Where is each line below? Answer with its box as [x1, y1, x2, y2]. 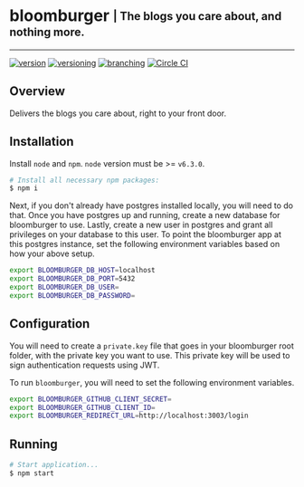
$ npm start [9, 468, 54, 478]
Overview [9, 83, 66, 100]
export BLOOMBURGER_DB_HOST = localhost [9, 266, 156, 275]
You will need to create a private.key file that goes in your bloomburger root [9, 340, 294, 351]
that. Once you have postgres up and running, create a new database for [9, 210, 280, 221]
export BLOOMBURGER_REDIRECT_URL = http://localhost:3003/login [9, 411, 249, 421]
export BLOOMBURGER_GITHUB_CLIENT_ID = [9, 403, 156, 412]
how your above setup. [9, 248, 95, 259]
